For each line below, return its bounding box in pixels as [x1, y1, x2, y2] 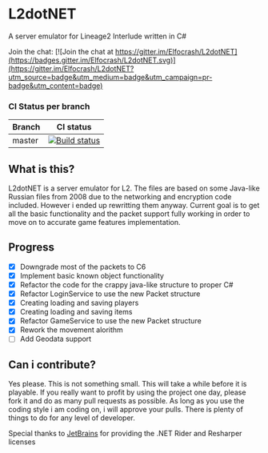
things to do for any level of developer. [8, 413, 136, 423]
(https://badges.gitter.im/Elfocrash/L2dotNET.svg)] [8, 55, 176, 65]
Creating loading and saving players [19, 298, 139, 308]
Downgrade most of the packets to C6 [19, 262, 146, 271]
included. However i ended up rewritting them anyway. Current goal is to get [8, 201, 260, 210]
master [12, 135, 38, 146]
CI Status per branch [8, 101, 90, 112]
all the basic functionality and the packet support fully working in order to [8, 209, 250, 218]
